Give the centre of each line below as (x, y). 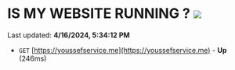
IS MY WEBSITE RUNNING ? (99, 14)
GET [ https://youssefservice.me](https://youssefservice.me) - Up (123, 50)
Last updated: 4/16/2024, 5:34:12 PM (69, 35)
